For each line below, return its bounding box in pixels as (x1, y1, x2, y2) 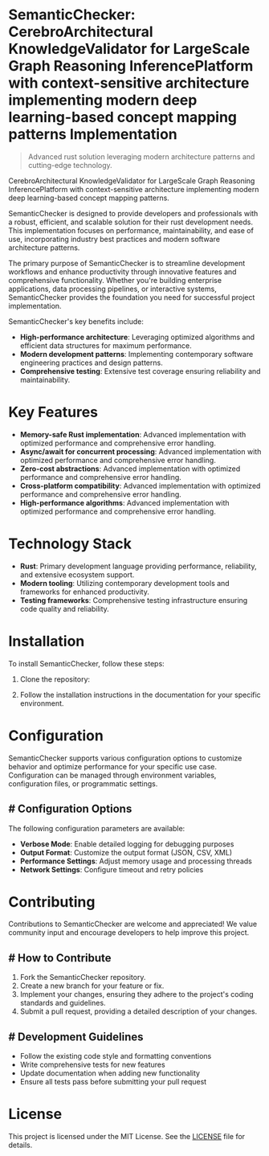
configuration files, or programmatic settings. (8, 778, 158, 789)
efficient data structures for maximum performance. (19, 340, 193, 350)
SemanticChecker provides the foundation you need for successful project (8, 292, 255, 302)
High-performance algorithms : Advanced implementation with (19, 498, 230, 507)
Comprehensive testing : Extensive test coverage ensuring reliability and (19, 366, 261, 375)
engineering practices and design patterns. (19, 358, 163, 367)
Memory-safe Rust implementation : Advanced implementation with (19, 429, 247, 439)
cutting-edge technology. (27, 160, 112, 170)
